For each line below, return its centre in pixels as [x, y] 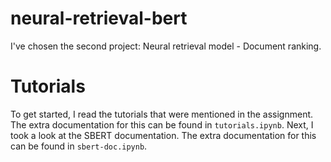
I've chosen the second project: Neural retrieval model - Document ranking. [166, 46]
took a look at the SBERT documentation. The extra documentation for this [163, 135]
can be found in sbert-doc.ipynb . [79, 146]
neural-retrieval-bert [99, 18]
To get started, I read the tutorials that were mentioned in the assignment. [162, 114]
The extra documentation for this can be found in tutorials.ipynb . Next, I [162, 124]
